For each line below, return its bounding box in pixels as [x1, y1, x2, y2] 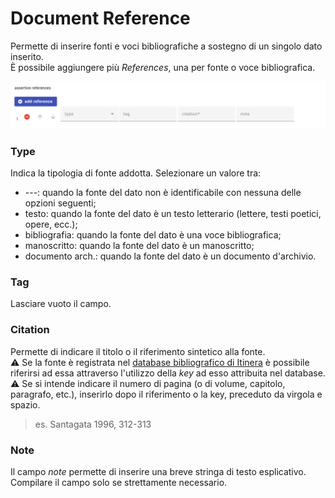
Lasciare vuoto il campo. [10, 298, 112, 310]
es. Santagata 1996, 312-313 [34, 418, 152, 430]
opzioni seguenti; [24, 197, 97, 209]
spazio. [10, 398, 41, 411]
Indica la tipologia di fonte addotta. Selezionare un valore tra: [10, 167, 262, 179]
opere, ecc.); [24, 218, 78, 231]
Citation [10, 323, 50, 337]
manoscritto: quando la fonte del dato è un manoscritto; [24, 240, 255, 252]
